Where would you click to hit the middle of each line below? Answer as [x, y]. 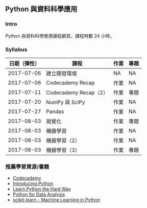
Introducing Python [33, 183]
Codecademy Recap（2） [77, 93]
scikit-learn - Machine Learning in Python [56, 200]
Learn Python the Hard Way [42, 189]
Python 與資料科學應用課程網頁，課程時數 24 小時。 [60, 36]
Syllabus [16, 49]
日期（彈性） [24, 63]
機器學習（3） [63, 150]
